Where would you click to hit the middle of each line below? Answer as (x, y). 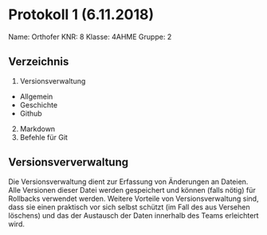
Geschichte (39, 104)
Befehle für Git (43, 137)
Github (31, 113)
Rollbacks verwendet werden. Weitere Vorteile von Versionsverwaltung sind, (133, 198)
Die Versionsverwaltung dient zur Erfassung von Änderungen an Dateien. (128, 182)
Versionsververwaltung (69, 162)
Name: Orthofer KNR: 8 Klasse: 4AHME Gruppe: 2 (90, 37)
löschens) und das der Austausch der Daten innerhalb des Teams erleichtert (133, 215)
